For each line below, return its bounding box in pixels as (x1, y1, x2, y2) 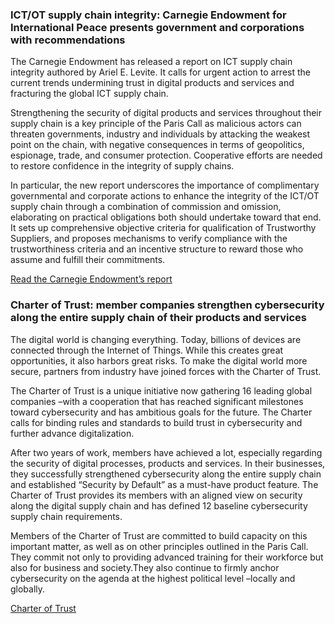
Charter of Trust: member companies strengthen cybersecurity (10, 298, 325, 312)
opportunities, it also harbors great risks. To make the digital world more (10, 354, 308, 367)
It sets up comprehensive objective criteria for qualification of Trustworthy (10, 222, 317, 234)
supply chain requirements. (10, 510, 123, 522)
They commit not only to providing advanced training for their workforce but (10, 551, 324, 563)
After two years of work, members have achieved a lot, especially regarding (10, 446, 323, 458)
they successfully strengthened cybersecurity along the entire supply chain (10, 468, 322, 480)
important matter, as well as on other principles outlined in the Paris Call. (10, 540, 309, 552)
